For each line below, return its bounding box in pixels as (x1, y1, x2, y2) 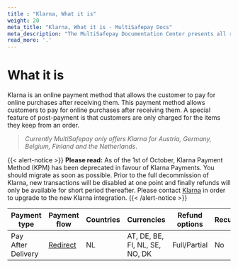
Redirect (48, 240, 76, 250)
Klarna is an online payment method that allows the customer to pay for (7, 91, 216, 99)
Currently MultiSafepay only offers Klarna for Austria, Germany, (24, 135, 212, 143)
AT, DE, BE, (127, 231, 164, 241)
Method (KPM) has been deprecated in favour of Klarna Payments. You (7, 164, 215, 172)
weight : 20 (7, 17, 40, 24)
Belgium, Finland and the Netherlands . (24, 143, 138, 151)
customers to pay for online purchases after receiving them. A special (7, 106, 211, 114)
